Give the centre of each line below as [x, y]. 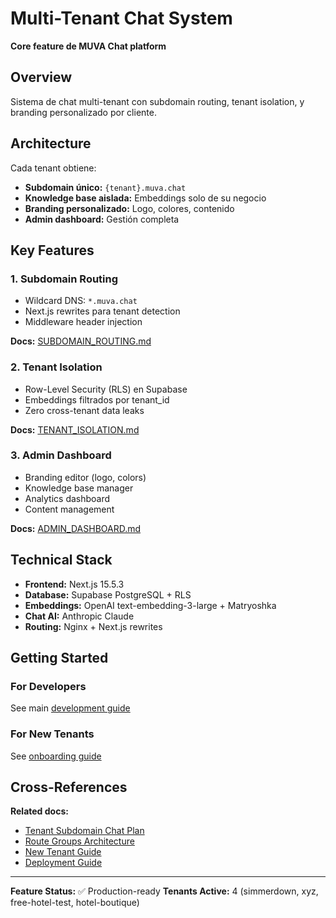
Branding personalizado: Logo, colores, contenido [129, 208]
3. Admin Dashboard [61, 455]
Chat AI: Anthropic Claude [79, 616]
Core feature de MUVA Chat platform [88, 46]
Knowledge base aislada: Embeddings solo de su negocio [145, 198]
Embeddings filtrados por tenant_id [97, 399]
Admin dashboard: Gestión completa [102, 219]
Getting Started [59, 658]
